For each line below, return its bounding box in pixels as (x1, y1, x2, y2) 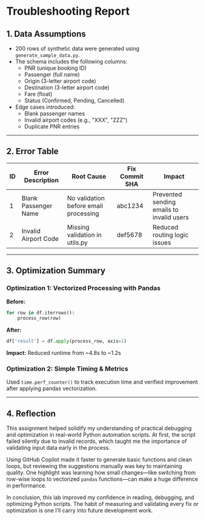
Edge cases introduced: (15, 103, 75, 111)
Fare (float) (24, 91, 53, 97)
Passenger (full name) (24, 71, 81, 78)
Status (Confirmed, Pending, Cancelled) (24, 97, 125, 104)
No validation (67, 194, 105, 202)
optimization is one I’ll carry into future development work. (6, 507, 153, 514)
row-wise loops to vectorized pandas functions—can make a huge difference (6, 475, 198, 483)
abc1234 (117, 201, 143, 210)
